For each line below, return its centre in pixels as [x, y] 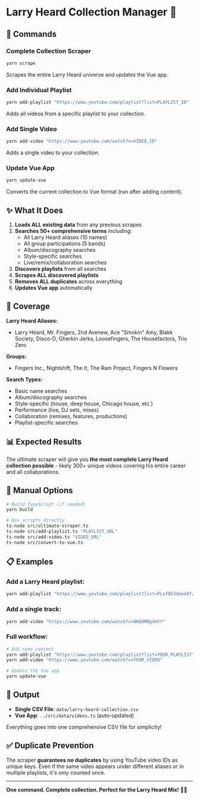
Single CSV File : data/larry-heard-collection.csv [77, 709]
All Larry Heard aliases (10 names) [65, 238]
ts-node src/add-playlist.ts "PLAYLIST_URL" [62, 532]
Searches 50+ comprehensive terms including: [73, 231]
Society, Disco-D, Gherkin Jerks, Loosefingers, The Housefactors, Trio [101, 339]
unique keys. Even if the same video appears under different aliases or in [95, 766]
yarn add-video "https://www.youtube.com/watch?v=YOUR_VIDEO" [84, 660]
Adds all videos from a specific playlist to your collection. [76, 113]
